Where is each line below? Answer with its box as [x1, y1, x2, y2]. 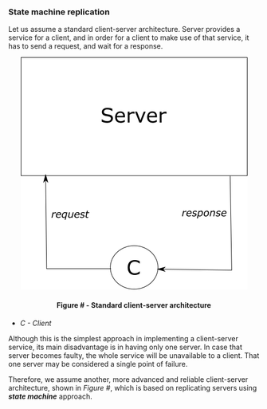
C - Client [19, 318, 52, 328]
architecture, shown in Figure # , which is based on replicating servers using [8, 383, 257, 392]
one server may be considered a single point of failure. [8, 359, 188, 368]
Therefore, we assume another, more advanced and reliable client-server [8, 374, 249, 384]
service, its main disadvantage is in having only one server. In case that [8, 342, 243, 352]
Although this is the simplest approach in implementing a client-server [8, 333, 239, 343]
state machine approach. [8, 391, 93, 401]
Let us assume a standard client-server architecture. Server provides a [8, 25, 241, 34]
